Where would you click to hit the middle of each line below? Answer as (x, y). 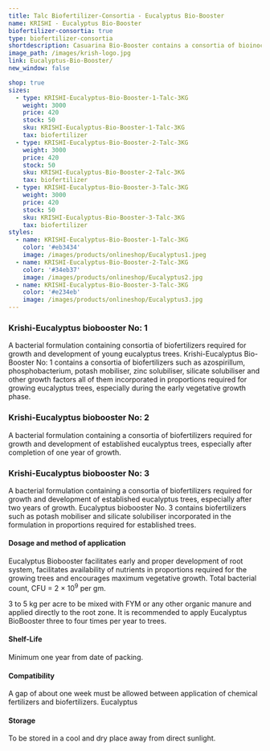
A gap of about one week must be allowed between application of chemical (133, 694)
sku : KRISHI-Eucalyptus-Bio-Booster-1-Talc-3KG (104, 128)
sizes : (19, 90)
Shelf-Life (25, 639)
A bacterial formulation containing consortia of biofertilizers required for (127, 345)
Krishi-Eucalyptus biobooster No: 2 (79, 418)
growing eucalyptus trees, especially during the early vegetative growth (127, 388)
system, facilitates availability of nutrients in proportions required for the (128, 570)
